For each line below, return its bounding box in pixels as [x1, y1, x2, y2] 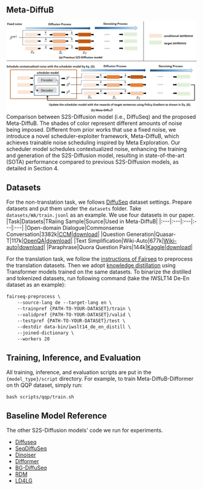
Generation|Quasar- [126, 230, 176, 238]
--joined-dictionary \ [17, 330, 74, 336]
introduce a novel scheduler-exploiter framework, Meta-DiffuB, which [6, 133, 179, 140]
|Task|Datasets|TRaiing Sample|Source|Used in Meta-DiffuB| [6, 218, 158, 225]
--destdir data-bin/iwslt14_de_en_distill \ [17, 324, 131, 330]
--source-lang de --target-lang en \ [17, 300, 112, 306]
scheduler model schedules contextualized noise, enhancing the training [6, 146, 187, 153]
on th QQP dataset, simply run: [6, 381, 83, 389]
